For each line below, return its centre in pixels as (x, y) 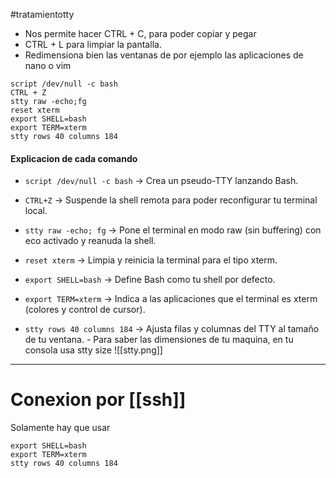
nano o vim (48, 65)
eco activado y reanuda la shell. (90, 241)
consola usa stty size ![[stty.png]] (93, 350)
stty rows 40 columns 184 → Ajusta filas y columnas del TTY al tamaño (172, 329)
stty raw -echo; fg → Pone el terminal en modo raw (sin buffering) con (173, 230)
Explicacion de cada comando (74, 158)
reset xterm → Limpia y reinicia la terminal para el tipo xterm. (151, 260)
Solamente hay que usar (60, 428)
